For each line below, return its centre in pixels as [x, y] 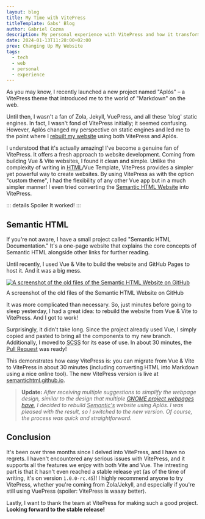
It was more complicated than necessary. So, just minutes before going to [99, 305]
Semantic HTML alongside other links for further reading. [78, 252]
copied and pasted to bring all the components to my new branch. [89, 336]
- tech [20, 57]
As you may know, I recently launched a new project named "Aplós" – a [95, 92]
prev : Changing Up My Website [45, 46]
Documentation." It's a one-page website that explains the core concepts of [102, 246]
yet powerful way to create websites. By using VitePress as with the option [100, 174]
